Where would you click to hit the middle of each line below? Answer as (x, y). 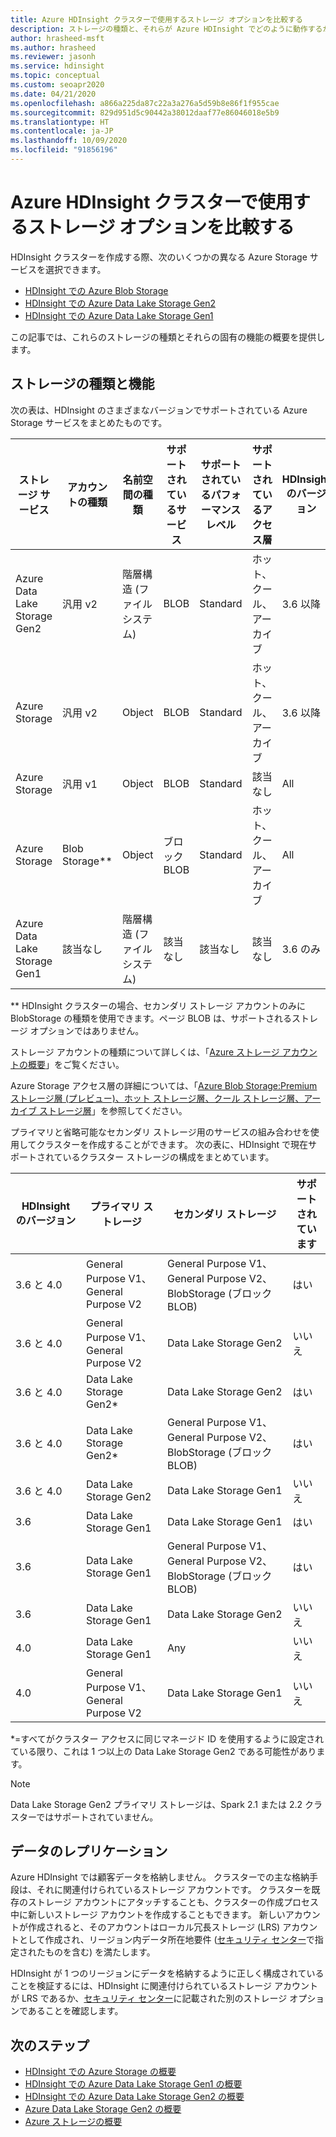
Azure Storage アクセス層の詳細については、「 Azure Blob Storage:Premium (164, 1085)
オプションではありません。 (87, 1030)
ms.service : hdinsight (57, 66)
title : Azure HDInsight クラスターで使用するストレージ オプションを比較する (156, 19)
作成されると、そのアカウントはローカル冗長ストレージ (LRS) (154, 1927)
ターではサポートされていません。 (88, 1817)
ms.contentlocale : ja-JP (62, 131)
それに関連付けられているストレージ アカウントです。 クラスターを (174, 1890)
